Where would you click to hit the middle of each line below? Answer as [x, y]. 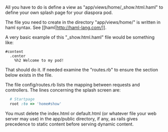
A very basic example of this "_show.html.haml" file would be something [80, 37]
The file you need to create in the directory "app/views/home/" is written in [83, 22]
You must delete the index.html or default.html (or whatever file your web [81, 113]
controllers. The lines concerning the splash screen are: [63, 90]
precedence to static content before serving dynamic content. [70, 124]
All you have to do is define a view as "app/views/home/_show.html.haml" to [84, 7]
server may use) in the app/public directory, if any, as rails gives [72, 118]
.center [18, 56]
